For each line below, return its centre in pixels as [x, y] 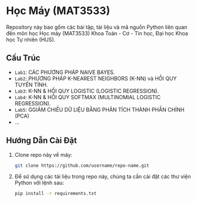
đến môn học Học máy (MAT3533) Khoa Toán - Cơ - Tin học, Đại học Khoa [97, 33]
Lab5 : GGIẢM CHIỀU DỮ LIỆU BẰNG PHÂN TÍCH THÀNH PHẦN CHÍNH [99, 109]
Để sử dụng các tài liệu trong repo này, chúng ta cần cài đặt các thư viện [103, 177]
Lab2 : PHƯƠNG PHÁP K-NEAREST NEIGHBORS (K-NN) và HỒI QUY [96, 78]
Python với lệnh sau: [39, 183]
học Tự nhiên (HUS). [31, 39]
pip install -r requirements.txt [56, 194]
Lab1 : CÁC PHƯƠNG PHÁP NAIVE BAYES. [65, 72]
